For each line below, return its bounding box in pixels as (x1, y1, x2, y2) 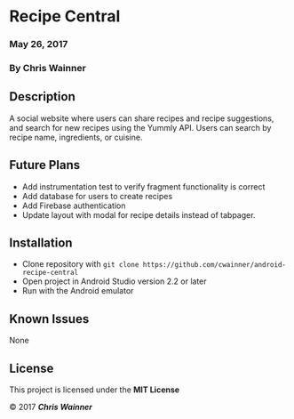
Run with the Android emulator (21, 286, 134, 296)
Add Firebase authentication (21, 200, 126, 211)
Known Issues (9, 311, 90, 326)
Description (9, 89, 75, 104)
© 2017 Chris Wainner (9, 402, 93, 413)
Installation (9, 236, 73, 251)
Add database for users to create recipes (21, 190, 173, 201)
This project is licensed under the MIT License (9, 384, 180, 395)
